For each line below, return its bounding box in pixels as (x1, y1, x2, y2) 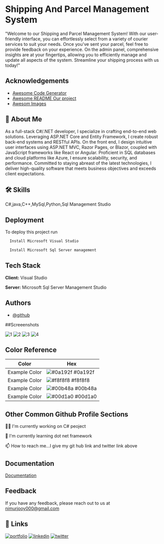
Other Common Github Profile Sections (5, 410, 128, 418)
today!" (5, 62, 20, 68)
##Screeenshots (5, 321, 39, 327)
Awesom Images (12, 101, 46, 107)
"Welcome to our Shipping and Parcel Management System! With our (5, 30, 147, 36)
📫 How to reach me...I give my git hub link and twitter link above (5, 443, 138, 449)
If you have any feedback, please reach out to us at (5, 500, 110, 506)
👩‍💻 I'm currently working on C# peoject (5, 423, 86, 429)
